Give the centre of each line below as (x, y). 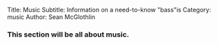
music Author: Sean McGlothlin (51, 17)
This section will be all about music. (68, 35)
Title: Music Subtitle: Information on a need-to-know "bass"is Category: (109, 10)
